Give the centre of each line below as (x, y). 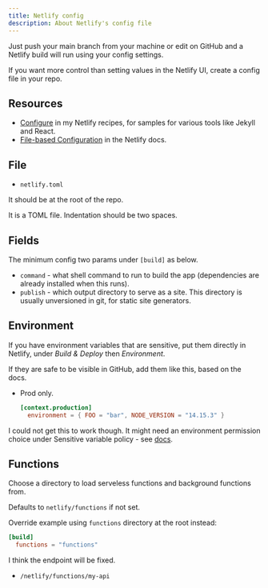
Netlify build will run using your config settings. (86, 54)
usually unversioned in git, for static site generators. (106, 300)
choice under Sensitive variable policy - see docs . (91, 439)
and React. (38, 131)
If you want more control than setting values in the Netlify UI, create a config (134, 70)
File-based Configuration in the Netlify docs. (93, 140)
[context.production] (56, 408)
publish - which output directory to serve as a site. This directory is (131, 292)
